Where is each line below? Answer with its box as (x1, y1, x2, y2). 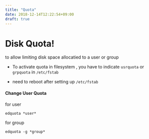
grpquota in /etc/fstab (12, 69, 59, 75)
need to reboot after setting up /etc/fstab (12, 79, 99, 85)
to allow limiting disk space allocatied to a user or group (5, 54, 119, 60)
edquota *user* (5, 111, 37, 116)
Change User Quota (5, 90, 47, 96)
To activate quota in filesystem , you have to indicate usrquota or (12, 64, 145, 70)
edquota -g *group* (5, 129, 46, 134)
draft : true (5, 16, 30, 21)
